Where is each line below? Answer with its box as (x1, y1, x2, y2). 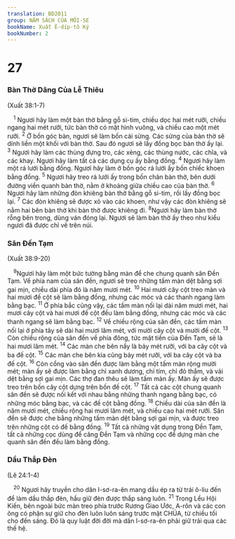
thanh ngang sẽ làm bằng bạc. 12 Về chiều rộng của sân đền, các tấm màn (7, 317, 222, 326)
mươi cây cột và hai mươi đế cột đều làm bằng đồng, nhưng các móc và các (7, 309, 227, 317)
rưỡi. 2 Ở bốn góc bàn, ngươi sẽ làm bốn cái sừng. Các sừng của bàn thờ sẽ (7, 131, 225, 140)
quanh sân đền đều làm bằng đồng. (7, 437, 110, 446)
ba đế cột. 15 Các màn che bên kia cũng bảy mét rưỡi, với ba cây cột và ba (7, 350, 222, 359)
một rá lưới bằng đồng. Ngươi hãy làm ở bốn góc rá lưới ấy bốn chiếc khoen (7, 164, 224, 173)
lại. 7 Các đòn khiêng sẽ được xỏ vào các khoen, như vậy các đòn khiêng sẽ (7, 196, 227, 206)
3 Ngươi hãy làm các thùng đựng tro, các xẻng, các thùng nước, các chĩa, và (7, 147, 228, 157)
